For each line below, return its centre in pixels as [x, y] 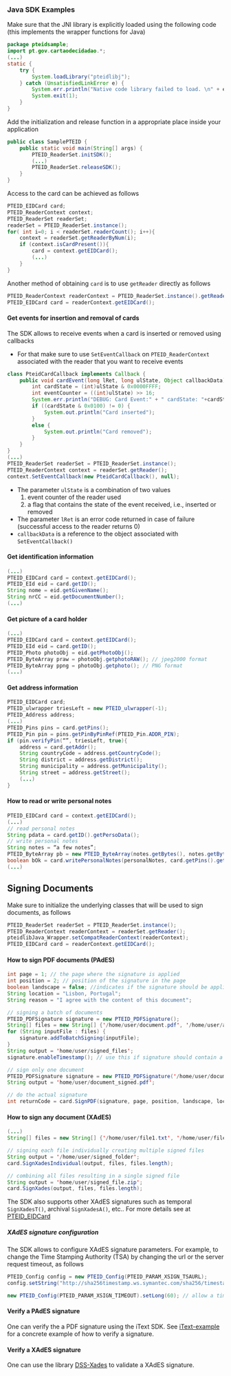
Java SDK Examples [41, 10]
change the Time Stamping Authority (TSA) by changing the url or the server [115, 1257]
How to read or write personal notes [59, 801]
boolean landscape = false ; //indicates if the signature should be [107, 987]
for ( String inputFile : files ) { [57, 1032]
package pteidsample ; [38, 45]
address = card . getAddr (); [58, 747]
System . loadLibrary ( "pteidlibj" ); [81, 77]
